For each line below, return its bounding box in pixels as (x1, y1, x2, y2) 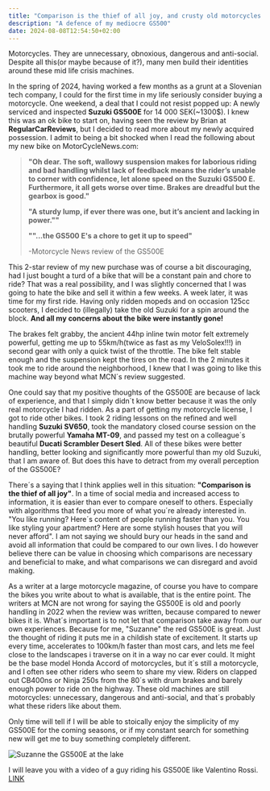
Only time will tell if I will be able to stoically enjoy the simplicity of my (8, 717, 239, 727)
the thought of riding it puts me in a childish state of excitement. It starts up (8, 633, 258, 643)
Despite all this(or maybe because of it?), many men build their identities (8, 57, 248, 67)
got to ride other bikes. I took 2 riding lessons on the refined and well (8, 413, 238, 423)
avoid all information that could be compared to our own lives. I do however (8, 540, 260, 550)
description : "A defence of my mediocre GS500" (8, 19, 172, 27)
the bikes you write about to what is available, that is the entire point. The (8, 590, 251, 600)
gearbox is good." (27, 191, 90, 201)
